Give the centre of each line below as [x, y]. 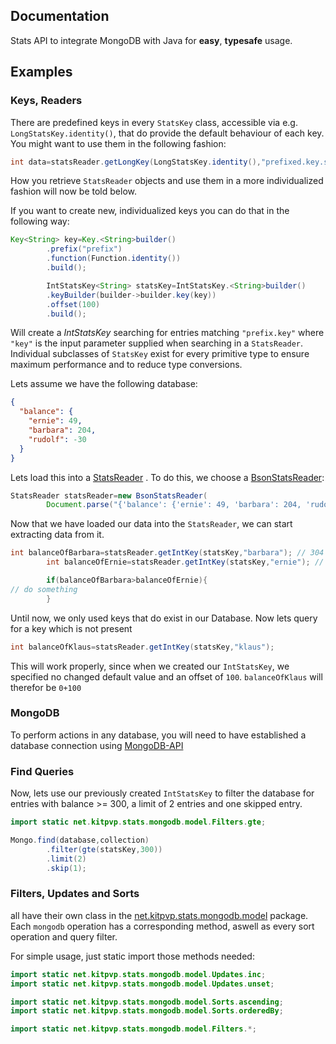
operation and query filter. [64, 936]
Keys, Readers [46, 101]
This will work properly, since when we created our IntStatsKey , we [150, 666]
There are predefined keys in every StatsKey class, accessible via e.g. [154, 122]
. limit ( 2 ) [66, 859]
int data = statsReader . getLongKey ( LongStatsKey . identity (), [136, 162]
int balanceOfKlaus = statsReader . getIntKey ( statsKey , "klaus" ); [142, 647]
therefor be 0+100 [46, 687]
